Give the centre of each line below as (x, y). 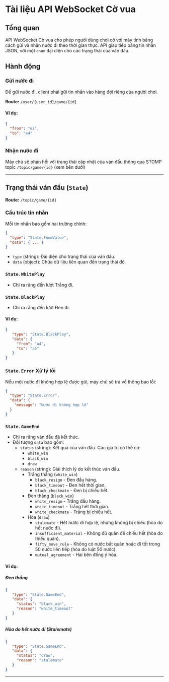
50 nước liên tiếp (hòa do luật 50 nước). (76, 550)
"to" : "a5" (28, 349)
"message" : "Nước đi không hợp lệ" (52, 405)
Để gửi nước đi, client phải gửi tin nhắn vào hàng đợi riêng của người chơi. (82, 92)
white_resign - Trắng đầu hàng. (68, 501)
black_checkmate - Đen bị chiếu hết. (72, 491)
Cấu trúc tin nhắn (27, 213)
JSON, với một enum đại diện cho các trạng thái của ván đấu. (67, 51)
